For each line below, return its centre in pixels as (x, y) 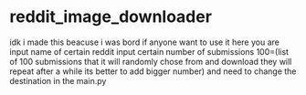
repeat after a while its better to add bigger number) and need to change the (153, 71)
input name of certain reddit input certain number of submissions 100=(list (149, 51)
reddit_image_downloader (111, 17)
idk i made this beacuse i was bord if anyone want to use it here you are (145, 42)
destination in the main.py (58, 80)
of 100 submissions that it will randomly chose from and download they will (151, 61)
